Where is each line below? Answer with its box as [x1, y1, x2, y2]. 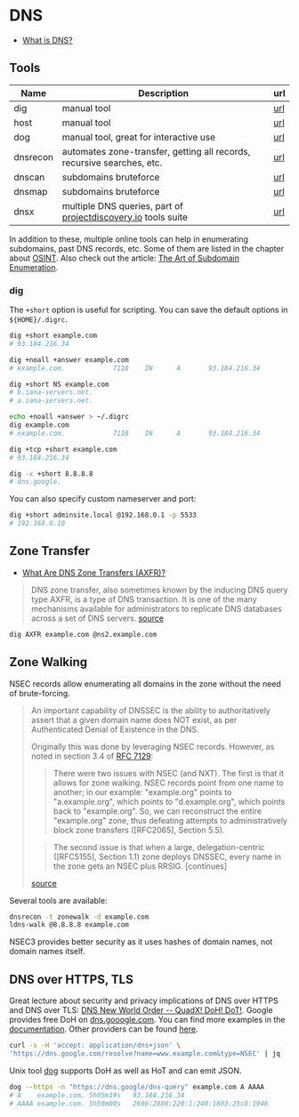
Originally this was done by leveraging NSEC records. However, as [30, 741, 275, 751]
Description [137, 86, 190, 99]
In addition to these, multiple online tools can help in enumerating [9, 233, 249, 245]
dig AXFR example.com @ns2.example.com [9, 630, 158, 639]
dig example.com [9, 421, 69, 430]
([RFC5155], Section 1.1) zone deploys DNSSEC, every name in [53, 851, 282, 862]
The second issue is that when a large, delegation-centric [53, 841, 265, 852]
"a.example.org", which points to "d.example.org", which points [53, 796, 286, 807]
